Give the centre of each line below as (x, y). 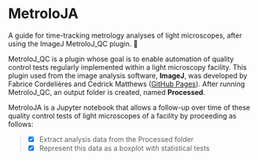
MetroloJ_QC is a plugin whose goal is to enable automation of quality (121, 59)
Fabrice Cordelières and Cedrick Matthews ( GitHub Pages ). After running (127, 84)
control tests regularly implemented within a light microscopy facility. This (127, 67)
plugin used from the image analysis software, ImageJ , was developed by (128, 75)
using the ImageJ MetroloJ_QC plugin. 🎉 (73, 43)
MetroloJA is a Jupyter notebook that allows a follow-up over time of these (129, 107)
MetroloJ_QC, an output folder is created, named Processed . (107, 92)
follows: (21, 124)
